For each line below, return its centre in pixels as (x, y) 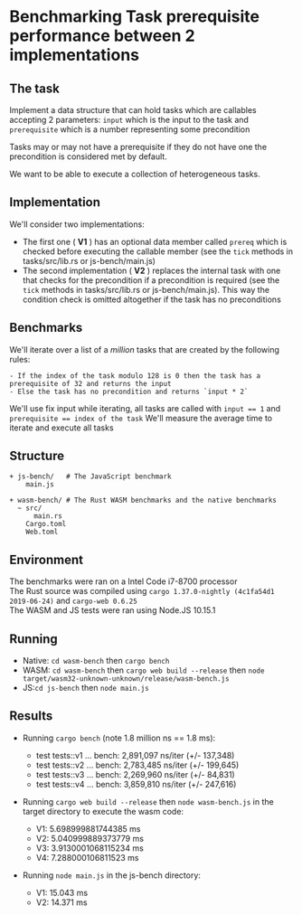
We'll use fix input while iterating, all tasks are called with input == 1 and (145, 408)
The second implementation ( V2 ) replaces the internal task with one (151, 270)
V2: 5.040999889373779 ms (90, 838)
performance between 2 (103, 36)
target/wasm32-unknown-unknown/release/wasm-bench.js (126, 679)
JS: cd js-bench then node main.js (85, 688)
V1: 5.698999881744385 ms (89, 828)
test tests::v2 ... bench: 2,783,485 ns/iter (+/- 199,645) (137, 765)
